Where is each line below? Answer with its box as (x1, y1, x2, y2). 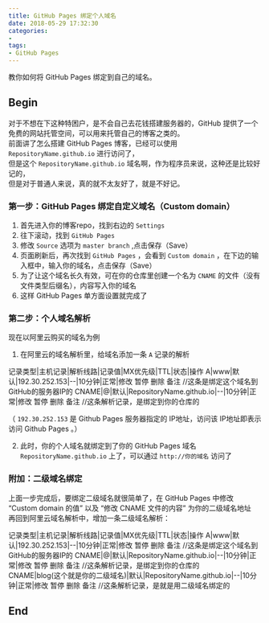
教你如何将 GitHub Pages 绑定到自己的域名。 (8, 72, 157, 81)
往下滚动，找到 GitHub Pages (19, 231, 115, 240)
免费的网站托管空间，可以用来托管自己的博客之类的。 (8, 128, 185, 137)
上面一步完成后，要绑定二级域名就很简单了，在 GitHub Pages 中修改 (8, 493, 234, 502)
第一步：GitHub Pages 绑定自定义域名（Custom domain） (8, 200, 235, 211)
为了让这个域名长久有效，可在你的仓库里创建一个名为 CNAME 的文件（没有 (19, 271, 261, 281)
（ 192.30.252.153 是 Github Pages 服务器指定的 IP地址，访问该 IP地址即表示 (8, 414, 262, 424)
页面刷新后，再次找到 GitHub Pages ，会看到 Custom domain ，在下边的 (19, 251, 252, 260)
